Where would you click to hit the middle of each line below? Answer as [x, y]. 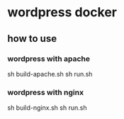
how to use [32, 39]
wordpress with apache [49, 59]
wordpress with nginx [45, 92]
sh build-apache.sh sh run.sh [50, 74]
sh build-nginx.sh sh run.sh [47, 108]
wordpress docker [62, 12]
